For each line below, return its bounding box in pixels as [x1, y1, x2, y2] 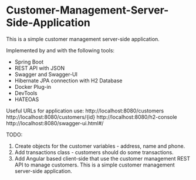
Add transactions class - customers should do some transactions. [14, 148, 174, 156]
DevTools [14, 89, 38, 96]
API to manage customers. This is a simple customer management [14, 161, 175, 168]
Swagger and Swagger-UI [14, 71, 78, 78]
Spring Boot [14, 58, 44, 65]
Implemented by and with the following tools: [6, 46, 115, 54]
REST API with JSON [14, 64, 65, 71]
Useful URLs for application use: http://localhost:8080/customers [6, 107, 164, 114]
